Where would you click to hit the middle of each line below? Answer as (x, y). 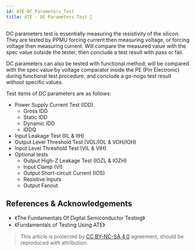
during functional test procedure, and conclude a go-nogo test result (89, 76)
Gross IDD (36, 111)
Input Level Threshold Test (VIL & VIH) (60, 148)
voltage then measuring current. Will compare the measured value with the (96, 46)
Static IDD (35, 117)
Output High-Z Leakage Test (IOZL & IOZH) (75, 161)
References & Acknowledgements (69, 203)
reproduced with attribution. (54, 243)
